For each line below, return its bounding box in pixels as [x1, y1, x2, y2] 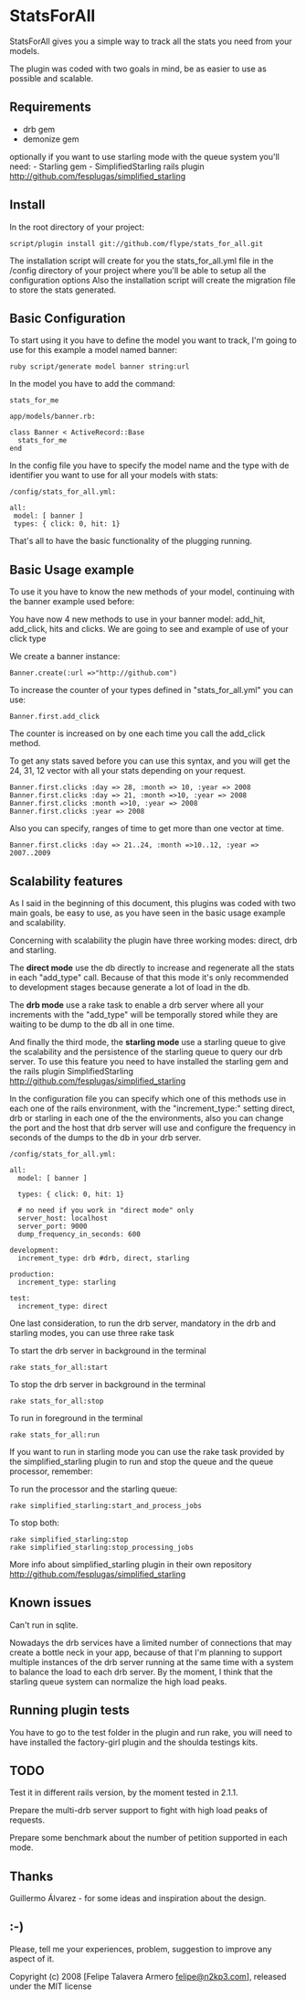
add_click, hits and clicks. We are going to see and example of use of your [9, 624, 290, 635]
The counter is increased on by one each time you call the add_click [9, 728, 266, 739]
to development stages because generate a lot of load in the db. [9, 982, 251, 992]
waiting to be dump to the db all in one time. [9, 1019, 175, 1030]
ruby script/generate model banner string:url [9, 362, 190, 371]
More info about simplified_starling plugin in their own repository [9, 1559, 253, 1569]
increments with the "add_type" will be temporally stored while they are [9, 1010, 279, 1020]
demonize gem [22, 134, 79, 144]
